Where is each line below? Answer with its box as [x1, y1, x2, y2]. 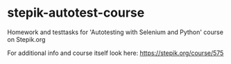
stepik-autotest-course [7, 5, 145, 21]
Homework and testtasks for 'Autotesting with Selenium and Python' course [7, 28, 224, 36]
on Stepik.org [7, 35, 46, 43]
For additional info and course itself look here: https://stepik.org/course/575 [7, 49, 224, 57]
